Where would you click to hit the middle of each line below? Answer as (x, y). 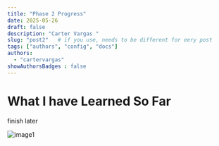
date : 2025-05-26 (33, 20)
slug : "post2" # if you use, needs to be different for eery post (110, 40)
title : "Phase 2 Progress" (47, 14)
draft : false (26, 27)
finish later (23, 121)
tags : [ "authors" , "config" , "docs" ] (63, 47)
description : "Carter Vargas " (53, 34)
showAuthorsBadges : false (47, 66)
